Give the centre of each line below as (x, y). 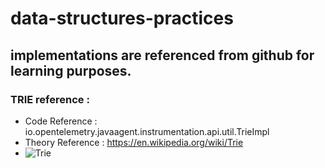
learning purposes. (71, 70)
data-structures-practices (122, 18)
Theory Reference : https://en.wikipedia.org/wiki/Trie (134, 142)
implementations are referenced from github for (162, 55)
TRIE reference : (50, 99)
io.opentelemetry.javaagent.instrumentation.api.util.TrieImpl (147, 131)
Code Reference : (61, 121)
